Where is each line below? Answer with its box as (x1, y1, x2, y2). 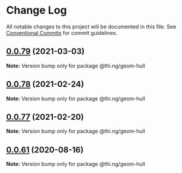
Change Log (6, 4, 67, 17)
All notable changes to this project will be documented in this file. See (6, 23, 177, 30)
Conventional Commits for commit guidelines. (6, 29, 117, 36)
